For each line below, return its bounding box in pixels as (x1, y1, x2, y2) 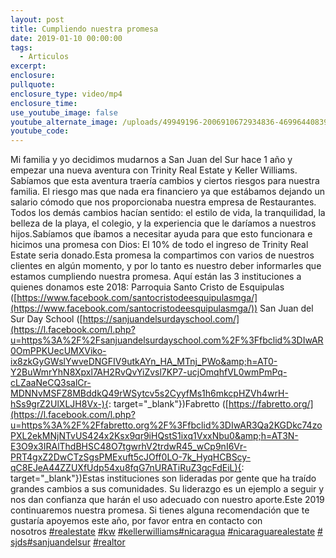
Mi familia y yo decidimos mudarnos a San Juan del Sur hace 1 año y (10, 154, 293, 166)
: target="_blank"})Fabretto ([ (108, 398, 229, 410)
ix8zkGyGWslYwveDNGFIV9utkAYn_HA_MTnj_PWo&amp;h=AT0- (10, 356, 278, 368)
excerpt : (10, 61, 47, 71)
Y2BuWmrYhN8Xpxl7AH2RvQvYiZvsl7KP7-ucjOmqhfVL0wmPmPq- (10, 366, 288, 378)
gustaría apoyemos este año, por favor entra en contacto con (10, 515, 263, 527)
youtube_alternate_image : (10, 117, 118, 127)
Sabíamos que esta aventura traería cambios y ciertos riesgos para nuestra (10, 175, 320, 187)
